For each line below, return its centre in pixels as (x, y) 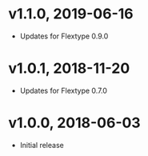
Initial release (42, 145)
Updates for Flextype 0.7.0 (64, 90)
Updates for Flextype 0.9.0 (64, 36)
